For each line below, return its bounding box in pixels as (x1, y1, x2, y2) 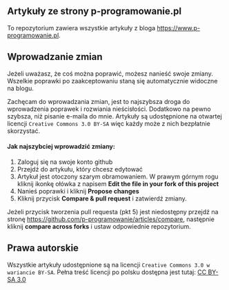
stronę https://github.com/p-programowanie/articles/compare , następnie (7, 215, 215, 223)
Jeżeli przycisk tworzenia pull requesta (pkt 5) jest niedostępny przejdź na (7, 207, 219, 216)
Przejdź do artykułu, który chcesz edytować (17, 165, 143, 173)
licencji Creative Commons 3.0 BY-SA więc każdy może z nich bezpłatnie (7, 119, 210, 127)
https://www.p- (157, 23, 201, 32)
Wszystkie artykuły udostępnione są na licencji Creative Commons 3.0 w (7, 260, 210, 269)
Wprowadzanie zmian (7, 51, 103, 63)
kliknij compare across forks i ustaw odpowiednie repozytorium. (7, 222, 191, 230)
